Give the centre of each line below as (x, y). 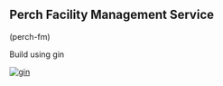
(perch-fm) (30, 36)
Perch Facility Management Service (112, 15)
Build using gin (37, 54)
